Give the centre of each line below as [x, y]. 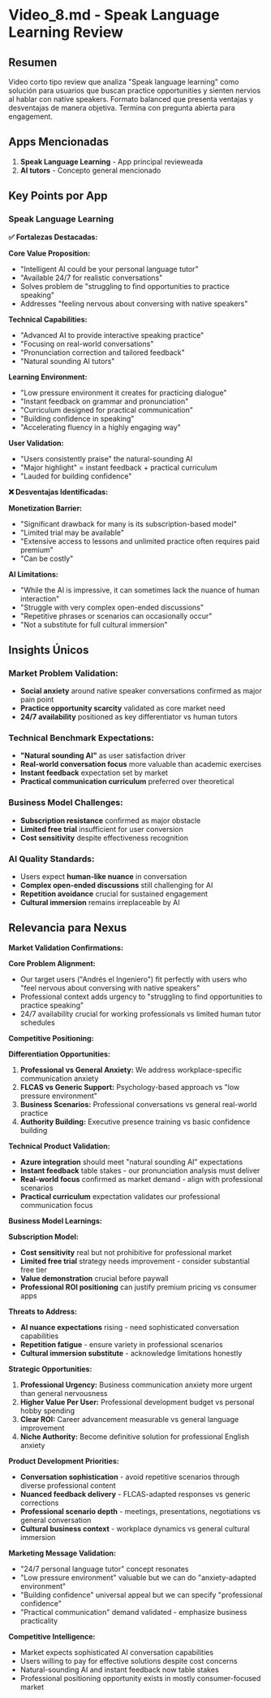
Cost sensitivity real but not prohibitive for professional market [126, 1252]
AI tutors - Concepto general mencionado [90, 170]
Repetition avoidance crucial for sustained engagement [114, 894]
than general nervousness [64, 1393]
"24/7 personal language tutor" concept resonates [104, 1569]
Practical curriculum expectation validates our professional [120, 1196]
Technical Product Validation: [60, 1146]
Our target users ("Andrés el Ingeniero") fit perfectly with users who [133, 979]
